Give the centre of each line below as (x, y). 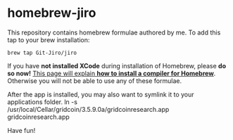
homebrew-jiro (52, 13)
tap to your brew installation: (49, 39)
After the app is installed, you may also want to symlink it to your (101, 94)
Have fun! (21, 130)
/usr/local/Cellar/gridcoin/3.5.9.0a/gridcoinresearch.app (88, 109)
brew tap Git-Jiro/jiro (42, 53)
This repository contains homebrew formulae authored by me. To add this (114, 32)
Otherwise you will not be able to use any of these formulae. (94, 81)
